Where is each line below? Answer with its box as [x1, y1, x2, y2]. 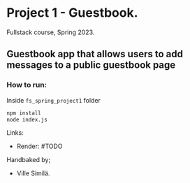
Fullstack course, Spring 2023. [6, 28, 95, 36]
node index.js [6, 116, 48, 123]
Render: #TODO [16, 142, 64, 151]
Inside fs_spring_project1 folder [6, 96, 101, 104]
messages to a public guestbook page [6, 59, 176, 71]
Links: [6, 129, 24, 137]
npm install [6, 110, 41, 117]
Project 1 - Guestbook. [6, 5, 138, 21]
